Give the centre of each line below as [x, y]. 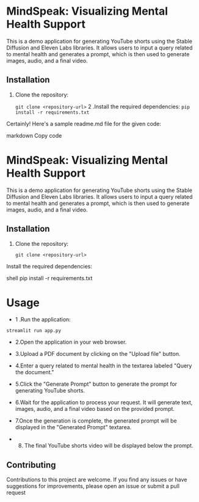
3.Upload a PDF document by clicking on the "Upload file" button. [98, 354]
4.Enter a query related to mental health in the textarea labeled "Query [103, 366]
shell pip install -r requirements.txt [49, 278]
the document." [34, 372]
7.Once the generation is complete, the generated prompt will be [96, 421]
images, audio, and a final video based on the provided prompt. [95, 409]
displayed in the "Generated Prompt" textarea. [73, 427]
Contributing [31, 465]
